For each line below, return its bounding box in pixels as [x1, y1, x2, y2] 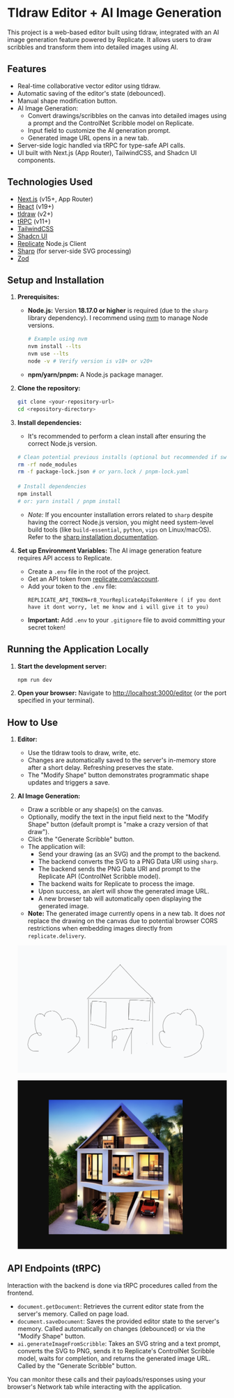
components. [17, 156, 56, 164]
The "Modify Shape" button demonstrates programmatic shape [27, 771, 210, 780]
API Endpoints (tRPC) [7, 1262, 101, 1274]
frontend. [7, 1288, 34, 1297]
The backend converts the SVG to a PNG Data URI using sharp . [38, 857, 219, 866]
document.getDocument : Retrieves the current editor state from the [17, 1302, 204, 1311]
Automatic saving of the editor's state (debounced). [17, 89, 166, 97]
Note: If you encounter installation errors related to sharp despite [27, 510, 214, 518]
